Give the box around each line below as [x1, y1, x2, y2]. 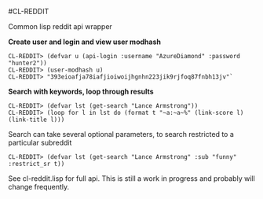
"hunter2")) [8, 59, 47, 67]
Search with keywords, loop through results [8, 87, 155, 96]
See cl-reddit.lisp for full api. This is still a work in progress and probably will [8, 174, 255, 183]
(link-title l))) [8, 116, 65, 123]
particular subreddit [8, 138, 72, 147]
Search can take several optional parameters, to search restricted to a [8, 130, 234, 138]
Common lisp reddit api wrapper [8, 22, 112, 31]
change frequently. [8, 182, 70, 191]
